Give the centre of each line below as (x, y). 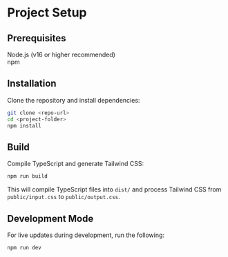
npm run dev (24, 247)
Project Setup (47, 13)
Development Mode (50, 218)
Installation (32, 84)
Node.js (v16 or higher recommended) (61, 54)
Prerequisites (37, 38)
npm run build (28, 176)
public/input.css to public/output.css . (64, 197)
